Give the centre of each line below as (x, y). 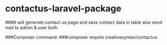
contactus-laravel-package (63, 9)
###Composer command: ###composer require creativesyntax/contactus (81, 37)
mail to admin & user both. (32, 27)
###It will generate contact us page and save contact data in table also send (84, 22)
